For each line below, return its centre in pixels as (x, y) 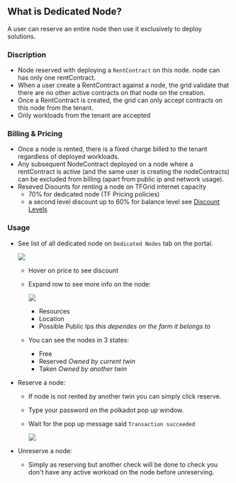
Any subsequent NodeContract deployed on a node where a (105, 164)
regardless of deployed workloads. (68, 157)
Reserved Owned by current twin (87, 361)
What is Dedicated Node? (65, 12)
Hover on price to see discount (73, 270)
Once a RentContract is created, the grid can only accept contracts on (120, 100)
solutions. (22, 36)
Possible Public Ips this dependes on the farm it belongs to (125, 326)
